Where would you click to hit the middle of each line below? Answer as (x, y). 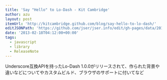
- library (20, 47)
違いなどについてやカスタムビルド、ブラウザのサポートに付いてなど (75, 72)
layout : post (19, 19)
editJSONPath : (20, 28)
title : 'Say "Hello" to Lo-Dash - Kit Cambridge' (58, 10)
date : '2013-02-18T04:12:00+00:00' (42, 33)
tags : (11, 38)
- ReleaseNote (24, 51)
